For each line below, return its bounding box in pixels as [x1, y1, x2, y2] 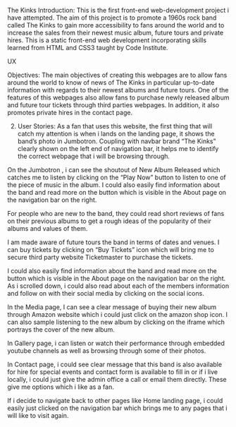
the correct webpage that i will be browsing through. [17, 152, 170, 160]
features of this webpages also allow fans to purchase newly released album [7, 93, 230, 102]
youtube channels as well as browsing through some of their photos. [7, 347, 206, 355]
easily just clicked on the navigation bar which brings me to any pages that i [7, 404, 228, 412]
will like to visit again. [7, 411, 69, 419]
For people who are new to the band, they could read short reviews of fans [7, 210, 225, 217]
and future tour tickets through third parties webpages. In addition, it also [7, 101, 220, 109]
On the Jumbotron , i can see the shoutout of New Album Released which [7, 166, 221, 174]
